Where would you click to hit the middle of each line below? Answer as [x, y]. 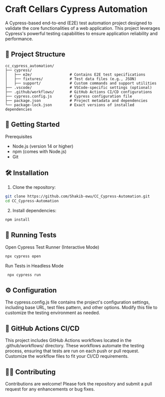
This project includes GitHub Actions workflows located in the [68, 340]
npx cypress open [23, 256]
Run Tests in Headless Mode [34, 266]
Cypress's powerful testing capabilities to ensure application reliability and [82, 33]
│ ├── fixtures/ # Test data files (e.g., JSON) [71, 79]
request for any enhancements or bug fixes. [50, 389]
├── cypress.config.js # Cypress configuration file [69, 96]
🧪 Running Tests [31, 235]
